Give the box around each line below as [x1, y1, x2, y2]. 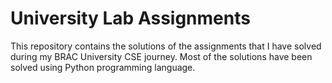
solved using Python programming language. [10, 61, 196, 73]
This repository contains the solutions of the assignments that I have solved [10, 40, 322, 52]
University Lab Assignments [10, 7, 251, 30]
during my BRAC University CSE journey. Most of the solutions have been [10, 50, 313, 62]
